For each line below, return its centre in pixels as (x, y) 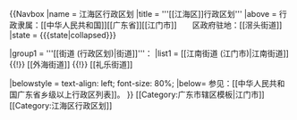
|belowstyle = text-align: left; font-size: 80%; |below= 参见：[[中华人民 (140, 83)
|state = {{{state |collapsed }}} (63, 35)
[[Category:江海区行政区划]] (61, 105)
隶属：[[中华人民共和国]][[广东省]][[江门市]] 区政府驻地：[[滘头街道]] (149, 25)
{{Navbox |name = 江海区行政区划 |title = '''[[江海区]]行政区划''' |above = (143, 14)
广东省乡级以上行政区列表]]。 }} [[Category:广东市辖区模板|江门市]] (141, 94)
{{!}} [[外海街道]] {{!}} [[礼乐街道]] (71, 64)
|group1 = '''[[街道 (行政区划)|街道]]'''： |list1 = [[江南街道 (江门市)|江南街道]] (149, 53)
